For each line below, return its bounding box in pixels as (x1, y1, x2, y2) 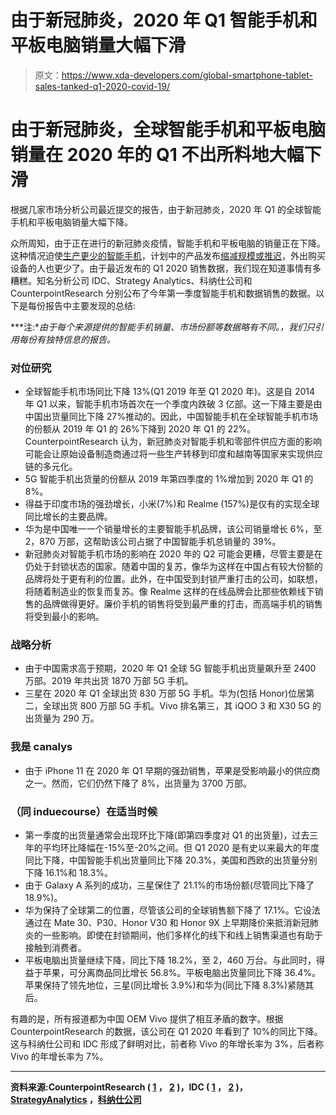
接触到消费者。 (24, 942, 87, 954)
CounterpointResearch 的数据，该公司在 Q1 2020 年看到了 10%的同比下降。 (10, 1026, 323, 1038)
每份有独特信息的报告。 (18, 333, 116, 345)
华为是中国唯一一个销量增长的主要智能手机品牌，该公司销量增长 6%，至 (24, 523, 323, 535)
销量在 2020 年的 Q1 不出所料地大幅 (10, 144, 305, 166)
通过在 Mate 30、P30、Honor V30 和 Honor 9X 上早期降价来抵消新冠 (24, 917, 310, 929)
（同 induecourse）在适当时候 (10, 804, 158, 818)
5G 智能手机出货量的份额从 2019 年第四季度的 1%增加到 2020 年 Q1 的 (24, 473, 314, 485)
